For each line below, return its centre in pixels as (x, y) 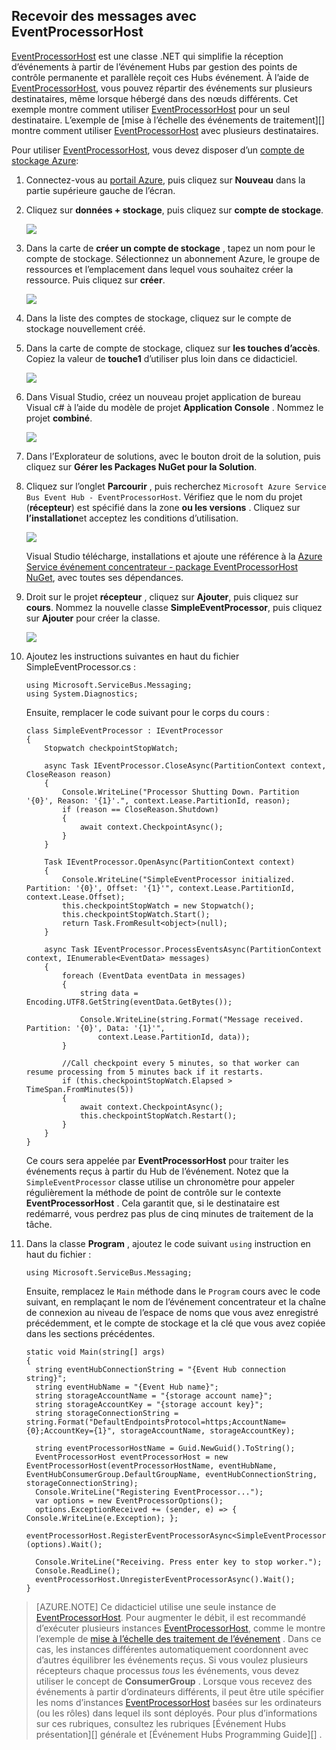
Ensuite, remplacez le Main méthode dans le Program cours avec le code (173, 1291)
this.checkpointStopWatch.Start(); (136, 914)
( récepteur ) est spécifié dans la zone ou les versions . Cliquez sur (163, 507)
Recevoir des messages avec (104, 16)
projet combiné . (59, 418)
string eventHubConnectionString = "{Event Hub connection (161, 1369)
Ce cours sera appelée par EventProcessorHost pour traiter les (157, 1160)
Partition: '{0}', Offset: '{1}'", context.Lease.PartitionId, (160, 888)
